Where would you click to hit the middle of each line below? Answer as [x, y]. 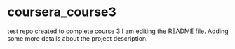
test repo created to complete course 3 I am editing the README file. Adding [118, 31]
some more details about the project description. [78, 38]
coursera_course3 [62, 12]
